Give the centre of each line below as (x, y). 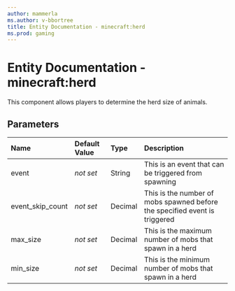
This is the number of (179, 193)
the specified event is (179, 211)
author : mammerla (33, 14)
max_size (26, 240)
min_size (25, 268)
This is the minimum (177, 260)
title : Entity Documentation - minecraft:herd (76, 27)
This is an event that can (184, 164)
